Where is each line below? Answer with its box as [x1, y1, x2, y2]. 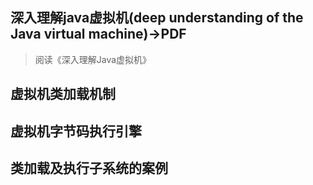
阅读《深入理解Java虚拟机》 [34, 53, 152, 65]
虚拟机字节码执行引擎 [10, 123, 142, 140]
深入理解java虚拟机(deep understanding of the [10, 9, 304, 27]
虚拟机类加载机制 [10, 86, 116, 103]
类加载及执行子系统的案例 [10, 159, 168, 177]
